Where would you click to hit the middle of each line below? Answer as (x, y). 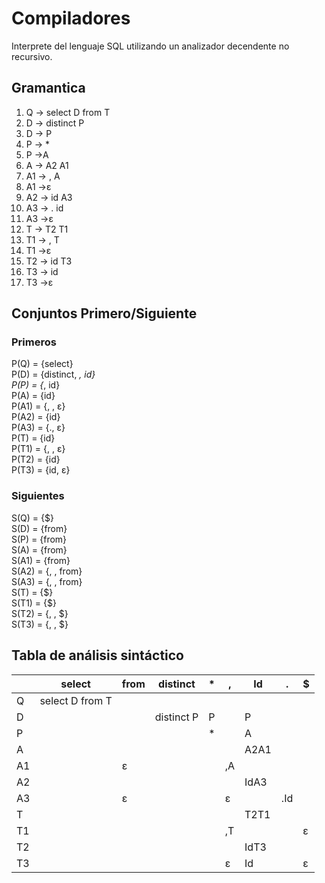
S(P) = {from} (39, 539)
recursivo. (32, 56)
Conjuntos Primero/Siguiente (104, 313)
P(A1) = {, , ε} (38, 406)
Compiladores (71, 18)
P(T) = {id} (33, 438)
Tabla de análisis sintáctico (97, 655)
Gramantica (48, 88)
